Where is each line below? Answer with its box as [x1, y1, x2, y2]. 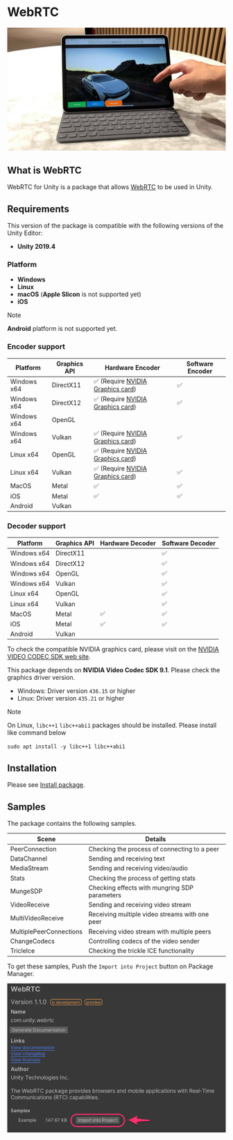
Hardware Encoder [105, 363, 161, 372]
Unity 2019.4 [17, 243, 55, 251]
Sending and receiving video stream [88, 901, 192, 909]
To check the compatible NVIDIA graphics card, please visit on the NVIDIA [7, 645, 220, 653]
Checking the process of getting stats [88, 874, 196, 882]
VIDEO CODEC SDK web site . [7, 653, 91, 661]
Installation [7, 762, 57, 774]
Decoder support [7, 521, 66, 530]
